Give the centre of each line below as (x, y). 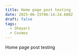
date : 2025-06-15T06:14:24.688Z (39, 14)
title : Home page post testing (38, 10)
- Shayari (20, 28)
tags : (11, 24)
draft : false (19, 19)
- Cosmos (19, 33)
